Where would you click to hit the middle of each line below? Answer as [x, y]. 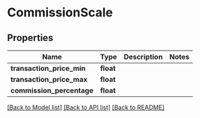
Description [143, 57]
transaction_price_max [49, 79]
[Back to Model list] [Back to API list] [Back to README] [86, 107]
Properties [30, 38]
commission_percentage [52, 90]
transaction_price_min [48, 68]
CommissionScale [60, 13]
